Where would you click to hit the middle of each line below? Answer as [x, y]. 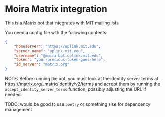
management [19, 110]
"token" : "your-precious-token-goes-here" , [60, 60]
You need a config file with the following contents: [56, 32]
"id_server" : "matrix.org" [42, 65]
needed [13, 95]
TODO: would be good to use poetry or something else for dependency [78, 104]
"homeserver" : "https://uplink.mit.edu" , [57, 46]
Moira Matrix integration [56, 9]
